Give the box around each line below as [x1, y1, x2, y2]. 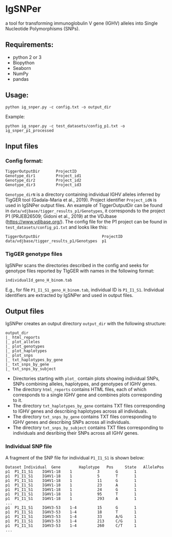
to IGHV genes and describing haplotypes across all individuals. [12, 408, 148, 414]
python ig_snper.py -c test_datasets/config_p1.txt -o [5, 123, 125, 128]
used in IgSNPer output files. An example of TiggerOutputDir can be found [5, 202, 163, 209]
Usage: [5, 91, 29, 100]
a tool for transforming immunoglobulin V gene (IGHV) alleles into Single [5, 20, 158, 26]
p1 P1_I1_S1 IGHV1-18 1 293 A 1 [5, 496, 137, 501]
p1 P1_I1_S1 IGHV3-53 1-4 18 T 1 [5, 509, 137, 514]
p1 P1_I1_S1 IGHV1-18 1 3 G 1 [5, 469, 137, 474]
